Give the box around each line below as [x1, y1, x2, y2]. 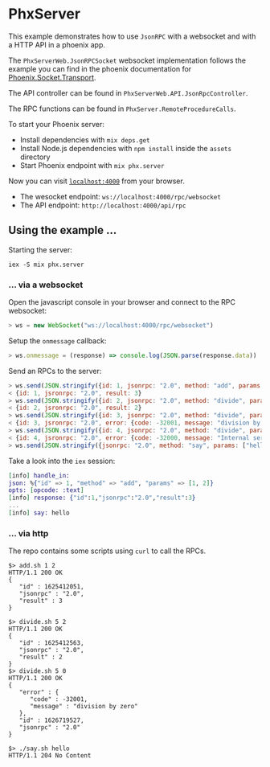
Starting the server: [8, 244, 72, 254]
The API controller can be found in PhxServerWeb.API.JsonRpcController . [8, 88, 248, 97]
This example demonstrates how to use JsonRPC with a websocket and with [8, 31, 256, 41]
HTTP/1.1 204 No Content [8, 752, 92, 760]
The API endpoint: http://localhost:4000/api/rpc [19, 200, 186, 210]
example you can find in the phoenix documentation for [8, 64, 192, 73]
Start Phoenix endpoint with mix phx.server [19, 160, 165, 170]
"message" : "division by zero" [29, 703, 138, 711]
